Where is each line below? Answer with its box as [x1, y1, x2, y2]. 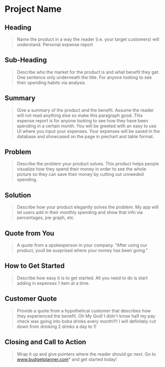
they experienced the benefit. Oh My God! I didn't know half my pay [16, 313, 156, 319]
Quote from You [4, 229, 55, 237]
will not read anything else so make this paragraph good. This [16, 112, 143, 118]
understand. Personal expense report [16, 42, 93, 48]
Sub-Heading [4, 56, 47, 64]
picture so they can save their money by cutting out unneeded [16, 171, 144, 177]
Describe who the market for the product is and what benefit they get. [16, 69, 160, 75]
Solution [4, 191, 31, 199]
